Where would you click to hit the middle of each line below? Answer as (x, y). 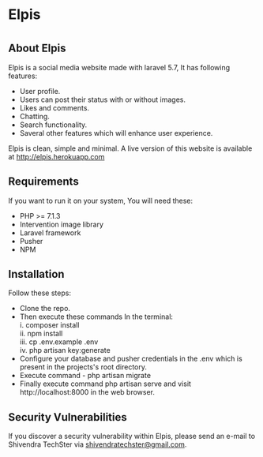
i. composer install (49, 325)
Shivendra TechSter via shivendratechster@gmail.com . (98, 444)
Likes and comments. (54, 107)
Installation (36, 274)
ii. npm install (41, 334)
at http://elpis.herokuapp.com (56, 156)
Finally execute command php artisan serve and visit (105, 384)
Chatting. (34, 116)
